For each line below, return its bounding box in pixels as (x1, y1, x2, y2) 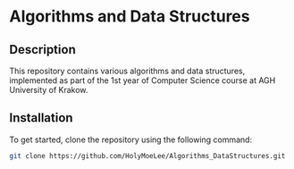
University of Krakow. (9, 85, 88, 95)
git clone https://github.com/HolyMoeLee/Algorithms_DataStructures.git (9, 151, 286, 160)
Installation (9, 110, 73, 126)
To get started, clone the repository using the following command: (9, 134, 253, 145)
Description (9, 42, 76, 57)
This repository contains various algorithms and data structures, (9, 65, 246, 76)
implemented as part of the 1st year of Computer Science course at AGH (9, 75, 276, 86)
